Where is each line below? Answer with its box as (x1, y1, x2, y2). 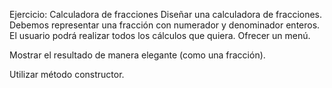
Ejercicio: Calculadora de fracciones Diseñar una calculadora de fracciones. (9, 9, 323, 20)
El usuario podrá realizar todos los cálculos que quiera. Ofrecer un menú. (9, 30, 311, 41)
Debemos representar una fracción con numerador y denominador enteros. (9, 19, 321, 31)
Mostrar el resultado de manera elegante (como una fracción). (9, 49, 266, 61)
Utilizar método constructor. (9, 69, 125, 80)
